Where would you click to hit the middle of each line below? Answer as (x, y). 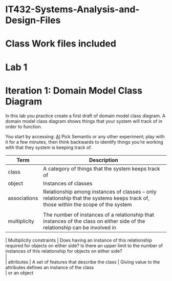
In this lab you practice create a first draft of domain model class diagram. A (85, 116)
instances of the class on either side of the (94, 221)
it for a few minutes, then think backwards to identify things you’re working (84, 142)
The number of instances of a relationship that (99, 214)
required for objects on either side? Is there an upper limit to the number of (84, 245)
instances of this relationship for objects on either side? (64, 251)
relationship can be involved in (80, 227)
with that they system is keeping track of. (49, 147)
